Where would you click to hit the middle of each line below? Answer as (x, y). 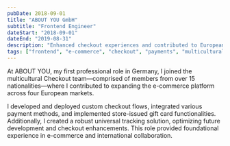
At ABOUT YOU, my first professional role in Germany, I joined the (100, 71)
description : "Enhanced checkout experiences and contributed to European (116, 45)
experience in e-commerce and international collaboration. (90, 135)
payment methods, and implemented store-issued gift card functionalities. (112, 113)
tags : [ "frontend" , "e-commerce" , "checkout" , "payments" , (93, 52)
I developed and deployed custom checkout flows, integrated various (105, 106)
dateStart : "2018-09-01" (42, 33)
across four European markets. (51, 93)
